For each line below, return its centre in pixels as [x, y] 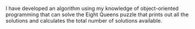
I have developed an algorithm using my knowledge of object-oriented [92, 8]
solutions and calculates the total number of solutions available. [84, 21]
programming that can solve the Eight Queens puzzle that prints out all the [97, 14]
